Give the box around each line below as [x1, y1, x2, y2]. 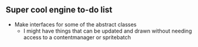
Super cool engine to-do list [5, 5, 113, 15]
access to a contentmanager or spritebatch [23, 33, 131, 41]
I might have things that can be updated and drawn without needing [23, 27, 193, 34]
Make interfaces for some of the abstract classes [14, 20, 137, 28]
